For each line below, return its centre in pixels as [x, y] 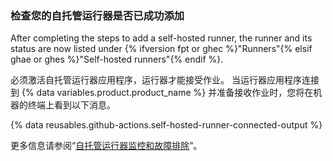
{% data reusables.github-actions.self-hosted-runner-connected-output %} [166, 125]
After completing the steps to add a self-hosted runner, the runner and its [161, 38]
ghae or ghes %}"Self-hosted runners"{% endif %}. [117, 59]
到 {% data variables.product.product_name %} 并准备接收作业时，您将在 [162, 93]
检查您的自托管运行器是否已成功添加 [97, 15]
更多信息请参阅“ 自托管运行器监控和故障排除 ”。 [106, 146]
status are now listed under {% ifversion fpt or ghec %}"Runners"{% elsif [161, 49]
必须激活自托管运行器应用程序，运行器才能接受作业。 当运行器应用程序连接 [165, 80]
